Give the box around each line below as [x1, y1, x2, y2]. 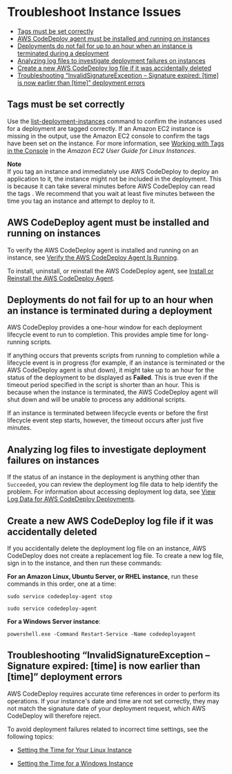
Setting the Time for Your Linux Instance [17, 746, 133, 754]
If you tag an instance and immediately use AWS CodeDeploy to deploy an [7, 167, 219, 175]
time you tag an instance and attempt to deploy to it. [7, 197, 155, 205]
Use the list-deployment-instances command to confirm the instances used [7, 117, 222, 125]
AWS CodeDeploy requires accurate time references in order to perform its [7, 690, 220, 698]
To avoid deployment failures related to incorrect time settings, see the [7, 725, 209, 733]
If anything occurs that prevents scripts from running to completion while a [7, 351, 220, 360]
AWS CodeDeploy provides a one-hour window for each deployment [7, 323, 202, 332]
